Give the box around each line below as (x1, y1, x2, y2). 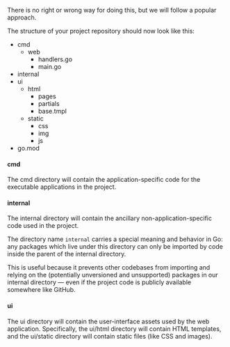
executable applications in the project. (7, 183, 117, 191)
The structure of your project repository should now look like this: (7, 27, 195, 35)
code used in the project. (7, 222, 79, 230)
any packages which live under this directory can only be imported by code (7, 242, 224, 251)
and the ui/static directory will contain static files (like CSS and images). (7, 332, 213, 340)
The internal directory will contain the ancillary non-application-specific (7, 214, 213, 222)
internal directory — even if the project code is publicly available (7, 278, 192, 286)
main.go (38, 63, 62, 70)
